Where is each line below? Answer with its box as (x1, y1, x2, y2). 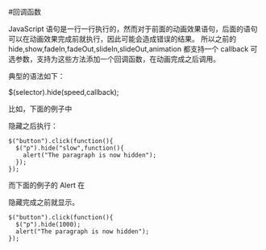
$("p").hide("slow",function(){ (15, 144, 125, 152)
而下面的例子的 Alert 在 (8, 180, 85, 190)
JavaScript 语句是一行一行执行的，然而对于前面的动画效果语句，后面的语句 (8, 24, 258, 34)
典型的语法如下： (8, 72, 65, 80)
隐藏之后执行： (8, 121, 58, 130)
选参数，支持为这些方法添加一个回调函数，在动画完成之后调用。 (8, 55, 220, 64)
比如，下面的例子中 (8, 104, 73, 113)
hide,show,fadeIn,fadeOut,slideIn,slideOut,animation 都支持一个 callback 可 (8, 44, 258, 54)
